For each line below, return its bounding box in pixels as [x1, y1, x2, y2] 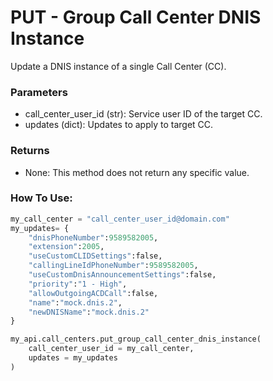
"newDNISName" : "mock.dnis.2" [28, 307, 150, 317]
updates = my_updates [28, 353, 118, 363]
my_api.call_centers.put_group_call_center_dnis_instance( [10, 334, 262, 345]
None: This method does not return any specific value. [24, 166, 250, 178]
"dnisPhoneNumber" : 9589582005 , [28, 232, 159, 243]
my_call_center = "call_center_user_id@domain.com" [10, 214, 230, 224]
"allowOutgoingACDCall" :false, [28, 288, 159, 298]
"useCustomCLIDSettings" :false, [28, 251, 163, 261]
